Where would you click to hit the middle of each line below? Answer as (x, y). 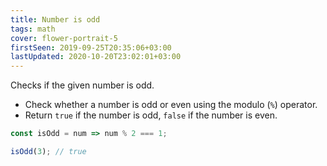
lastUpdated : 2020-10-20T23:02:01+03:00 (96, 57)
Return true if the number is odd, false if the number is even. (151, 115)
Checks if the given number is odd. (82, 85)
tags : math (33, 29)
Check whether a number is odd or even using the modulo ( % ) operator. (171, 105)
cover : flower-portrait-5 (64, 38)
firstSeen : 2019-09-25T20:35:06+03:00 (91, 47)
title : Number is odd (55, 19)
